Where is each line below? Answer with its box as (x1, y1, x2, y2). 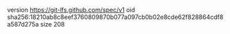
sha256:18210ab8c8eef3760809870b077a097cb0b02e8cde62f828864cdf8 (7, 13, 224, 21)
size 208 (40, 20, 65, 28)
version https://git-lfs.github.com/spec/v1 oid (7, 6, 136, 14)
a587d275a (7, 20, 39, 28)
